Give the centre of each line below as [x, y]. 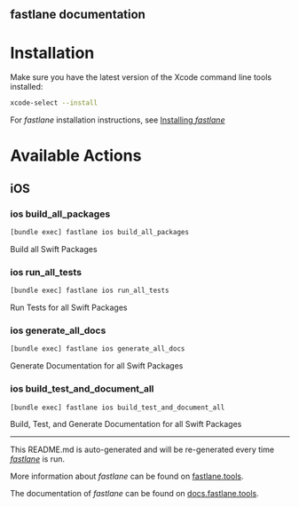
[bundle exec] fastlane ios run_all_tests [90, 291]
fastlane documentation [78, 15]
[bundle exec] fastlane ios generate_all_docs [98, 349]
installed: [27, 87]
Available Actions [76, 156]
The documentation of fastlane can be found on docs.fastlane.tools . [135, 494]
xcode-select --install [54, 103]
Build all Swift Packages [54, 249]
